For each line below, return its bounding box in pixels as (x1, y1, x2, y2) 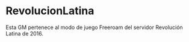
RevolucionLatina (5, 4, 94, 18)
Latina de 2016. (5, 30, 43, 37)
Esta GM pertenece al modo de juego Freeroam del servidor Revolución (5, 24, 183, 31)
